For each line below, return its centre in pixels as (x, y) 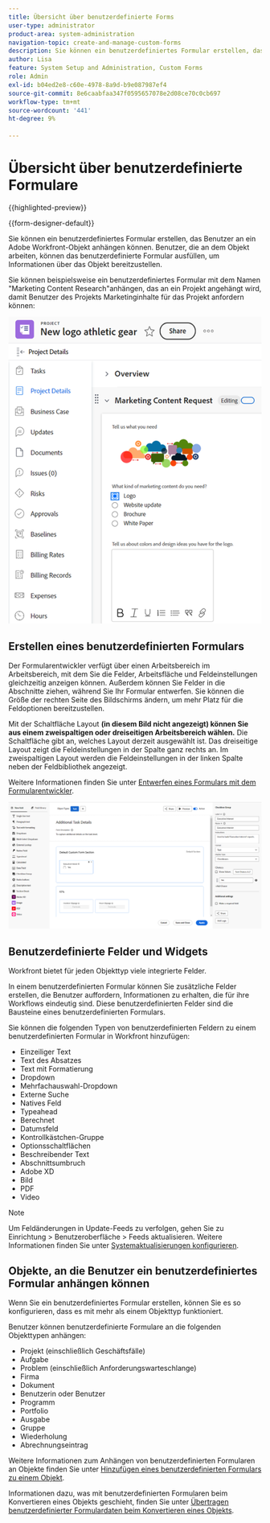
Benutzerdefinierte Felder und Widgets (108, 951)
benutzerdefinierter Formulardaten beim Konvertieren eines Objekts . (121, 1511)
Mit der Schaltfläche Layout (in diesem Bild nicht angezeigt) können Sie (129, 723)
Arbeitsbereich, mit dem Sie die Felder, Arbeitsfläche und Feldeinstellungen (133, 674)
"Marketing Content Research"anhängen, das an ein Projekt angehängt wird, (135, 288)
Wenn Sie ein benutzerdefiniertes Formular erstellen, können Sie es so (125, 1303)
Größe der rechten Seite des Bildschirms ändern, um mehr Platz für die (126, 699)
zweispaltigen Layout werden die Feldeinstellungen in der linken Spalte (126, 758)
